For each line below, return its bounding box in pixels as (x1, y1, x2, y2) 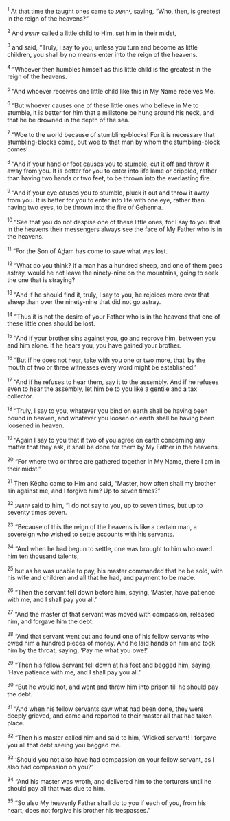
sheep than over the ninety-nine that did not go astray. (7, 297, 161, 306)
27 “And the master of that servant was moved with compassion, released (7, 609, 215, 618)
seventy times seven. (7, 509, 67, 517)
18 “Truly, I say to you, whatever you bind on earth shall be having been (7, 405, 208, 415)
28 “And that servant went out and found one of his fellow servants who (7, 630, 209, 640)
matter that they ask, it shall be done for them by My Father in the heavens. (7, 443, 220, 451)
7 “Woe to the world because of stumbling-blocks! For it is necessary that (7, 129, 215, 138)
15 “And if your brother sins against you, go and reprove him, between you (7, 333, 216, 342)
